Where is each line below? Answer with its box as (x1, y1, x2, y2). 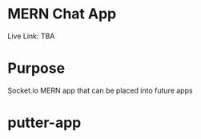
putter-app (7, 113, 82, 132)
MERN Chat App (7, 5, 117, 23)
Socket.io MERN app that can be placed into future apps (7, 85, 193, 95)
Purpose (7, 59, 66, 77)
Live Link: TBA (7, 31, 55, 41)
